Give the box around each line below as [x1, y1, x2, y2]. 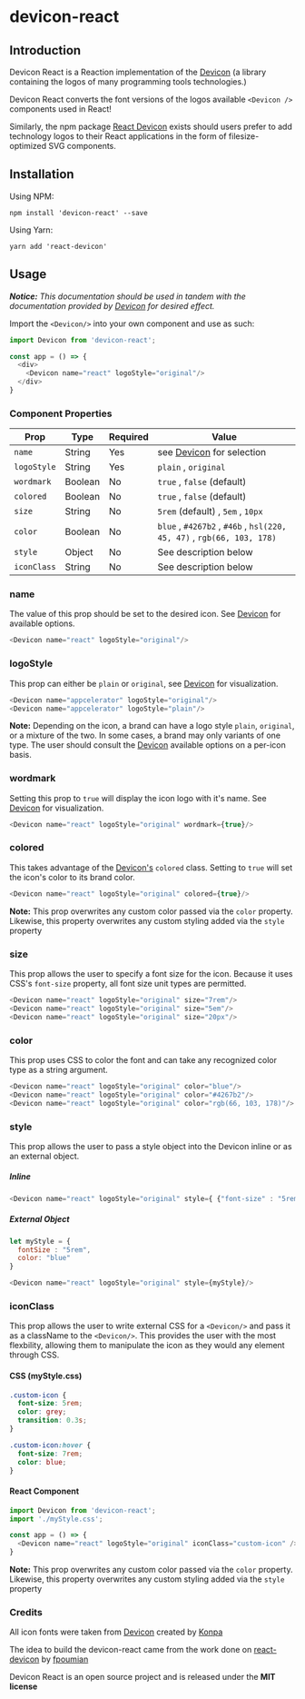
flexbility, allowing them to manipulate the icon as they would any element [9, 1340, 285, 1351]
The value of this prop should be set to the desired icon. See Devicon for [9, 609, 281, 620]
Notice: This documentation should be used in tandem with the [9, 291, 247, 302]
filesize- [228, 131, 260, 142]
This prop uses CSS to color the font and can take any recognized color [9, 1054, 277, 1065]
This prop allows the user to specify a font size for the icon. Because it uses [9, 969, 293, 979]
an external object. [9, 1150, 80, 1161]
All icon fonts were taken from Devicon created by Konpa [9, 1626, 223, 1637]
